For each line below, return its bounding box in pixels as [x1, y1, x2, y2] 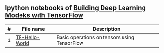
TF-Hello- [15, 34, 40, 40]
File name [21, 26, 45, 32]
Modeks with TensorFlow [5, 12, 84, 20]
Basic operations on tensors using [56, 34, 135, 40]
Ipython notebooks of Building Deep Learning [5, 4, 146, 12]
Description [92, 26, 121, 32]
